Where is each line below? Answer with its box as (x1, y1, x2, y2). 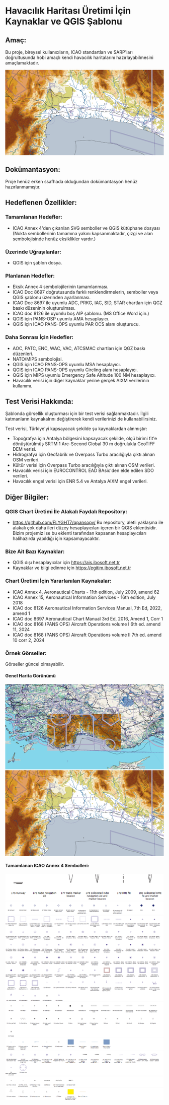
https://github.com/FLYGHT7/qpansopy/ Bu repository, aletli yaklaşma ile (12, 519, 163, 526)
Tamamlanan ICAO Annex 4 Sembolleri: (5, 863, 90, 869)
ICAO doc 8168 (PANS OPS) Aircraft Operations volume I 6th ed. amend (12, 621, 161, 627)
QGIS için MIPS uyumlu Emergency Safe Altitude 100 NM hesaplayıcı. (12, 372, 156, 378)
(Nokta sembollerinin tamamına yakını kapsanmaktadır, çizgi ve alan (12, 230, 153, 236)
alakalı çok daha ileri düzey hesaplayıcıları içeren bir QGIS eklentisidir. (12, 525, 157, 531)
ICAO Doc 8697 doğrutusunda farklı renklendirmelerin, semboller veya (12, 289, 158, 295)
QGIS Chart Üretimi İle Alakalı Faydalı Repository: (5, 508, 127, 515)
